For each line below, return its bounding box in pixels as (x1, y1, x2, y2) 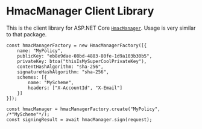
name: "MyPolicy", (17, 47, 63, 54)
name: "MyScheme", (28, 79, 74, 85)
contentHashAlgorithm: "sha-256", (17, 64, 104, 70)
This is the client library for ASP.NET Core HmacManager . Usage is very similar (6, 24, 196, 31)
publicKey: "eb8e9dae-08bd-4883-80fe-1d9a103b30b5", (17, 53, 153, 59)
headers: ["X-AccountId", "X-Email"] (28, 85, 122, 91)
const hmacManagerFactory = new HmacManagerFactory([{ (6, 42, 147, 48)
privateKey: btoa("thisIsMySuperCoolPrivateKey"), (17, 58, 147, 64)
